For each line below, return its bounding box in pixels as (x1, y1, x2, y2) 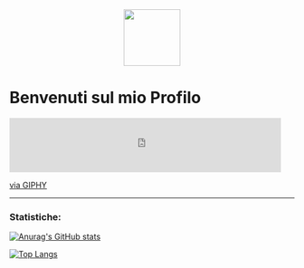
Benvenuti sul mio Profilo (9, 88, 202, 108)
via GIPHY (9, 179, 48, 190)
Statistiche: (9, 210, 62, 223)
